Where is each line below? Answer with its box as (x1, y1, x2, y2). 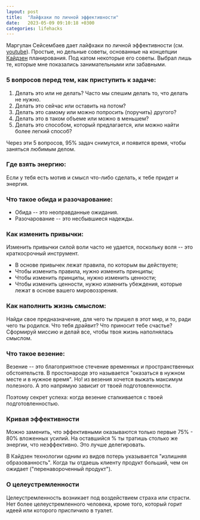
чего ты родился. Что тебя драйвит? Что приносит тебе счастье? (6, 322, 173, 329)
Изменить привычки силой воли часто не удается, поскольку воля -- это (6, 243, 193, 251)
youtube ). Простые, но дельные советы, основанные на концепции (6, 48, 177, 56)
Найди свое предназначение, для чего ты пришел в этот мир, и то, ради (6, 315, 191, 323)
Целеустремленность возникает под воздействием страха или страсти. (6, 494, 191, 501)
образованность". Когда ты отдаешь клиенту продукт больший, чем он (6, 459, 188, 466)
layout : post (6, 8, 39, 15)
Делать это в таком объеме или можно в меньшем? (14, 115, 149, 122)
